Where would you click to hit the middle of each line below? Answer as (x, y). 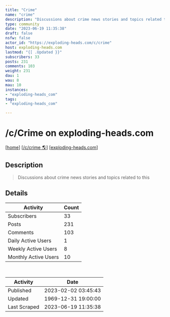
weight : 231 (18, 71)
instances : (17, 90)
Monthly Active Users (33, 257)
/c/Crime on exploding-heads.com (79, 133)
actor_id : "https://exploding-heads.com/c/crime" (59, 43)
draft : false (19, 33)
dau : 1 (12, 76)
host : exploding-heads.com (34, 47)
